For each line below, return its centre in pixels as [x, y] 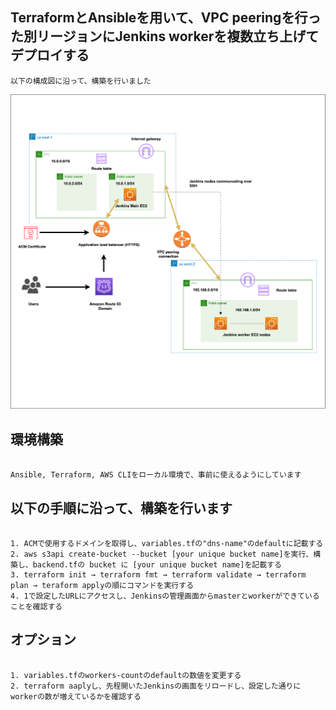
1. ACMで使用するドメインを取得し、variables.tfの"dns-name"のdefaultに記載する [167, 543]
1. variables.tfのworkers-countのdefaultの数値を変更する [126, 675]
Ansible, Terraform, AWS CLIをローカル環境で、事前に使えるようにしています [156, 475]
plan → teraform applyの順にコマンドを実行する [102, 585]
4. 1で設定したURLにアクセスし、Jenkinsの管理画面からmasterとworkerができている [165, 596]
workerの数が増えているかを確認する [76, 696]
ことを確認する [36, 606]
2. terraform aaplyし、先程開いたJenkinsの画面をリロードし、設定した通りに [156, 686]
